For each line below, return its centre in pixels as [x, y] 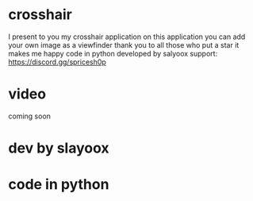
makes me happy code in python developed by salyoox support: [113, 53]
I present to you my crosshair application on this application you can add [127, 37]
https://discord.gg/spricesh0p [57, 62]
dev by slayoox [59, 148]
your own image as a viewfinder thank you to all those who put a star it [124, 44]
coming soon [30, 116]
